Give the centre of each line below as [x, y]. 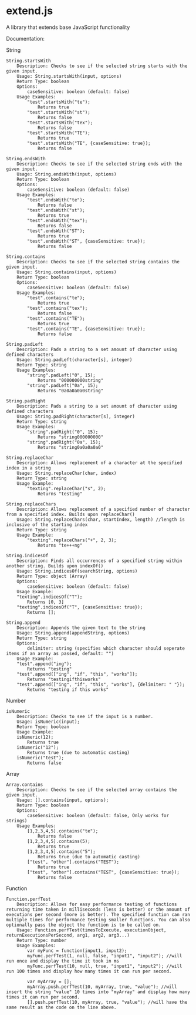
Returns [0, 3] [46, 602]
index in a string [28, 468]
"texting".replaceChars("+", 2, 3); [72, 540]
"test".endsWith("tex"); [58, 220]
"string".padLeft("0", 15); [61, 375]
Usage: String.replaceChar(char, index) [67, 473]
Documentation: [26, 38]
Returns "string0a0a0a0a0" [70, 447]
